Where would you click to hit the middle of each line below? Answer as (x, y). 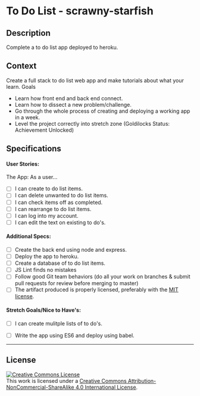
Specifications (34, 149)
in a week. (27, 117)
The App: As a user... (32, 177)
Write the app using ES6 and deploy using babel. (75, 335)
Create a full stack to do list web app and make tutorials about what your (95, 80)
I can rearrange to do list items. (53, 209)
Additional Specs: (29, 236)
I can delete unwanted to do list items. (61, 196)
